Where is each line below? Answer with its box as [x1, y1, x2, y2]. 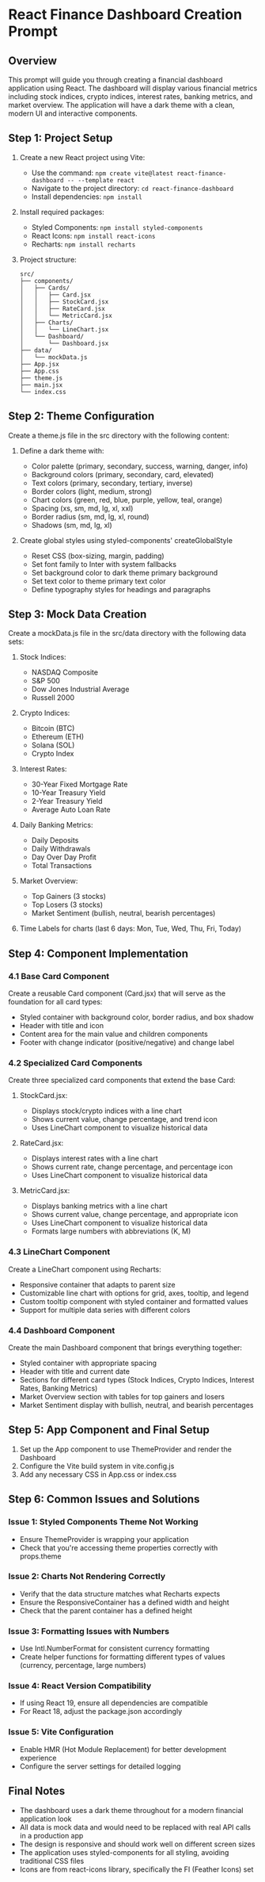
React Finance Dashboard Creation [8, 6, 243, 24]
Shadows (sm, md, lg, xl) [31, 520, 112, 530]
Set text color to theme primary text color [31, 576, 166, 586]
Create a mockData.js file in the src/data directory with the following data [8, 629, 247, 638]
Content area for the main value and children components [19, 1029, 208, 1039]
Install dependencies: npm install [31, 192, 142, 201]
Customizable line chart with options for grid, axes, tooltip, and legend [19, 1288, 249, 1298]
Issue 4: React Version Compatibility [8, 1681, 152, 1692]
